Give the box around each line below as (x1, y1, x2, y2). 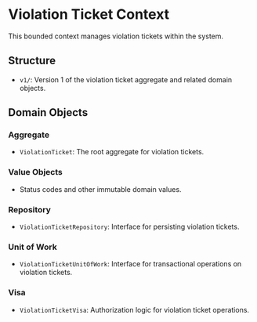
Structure (8, 54, 56, 67)
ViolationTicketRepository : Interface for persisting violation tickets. (19, 222, 240, 232)
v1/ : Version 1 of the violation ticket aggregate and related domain (19, 74, 233, 84)
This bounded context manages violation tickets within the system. (8, 31, 224, 41)
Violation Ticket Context (8, 5, 170, 24)
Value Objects (8, 167, 63, 178)
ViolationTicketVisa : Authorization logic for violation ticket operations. (19, 305, 249, 314)
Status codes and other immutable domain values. (19, 184, 182, 194)
